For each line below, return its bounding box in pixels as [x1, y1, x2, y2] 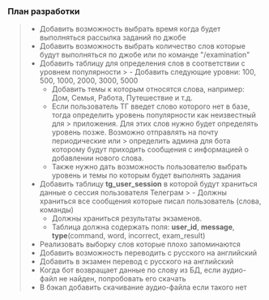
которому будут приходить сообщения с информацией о [51, 144, 249, 155]
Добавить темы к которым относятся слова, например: [51, 84, 245, 94]
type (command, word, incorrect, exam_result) [51, 231, 206, 241]
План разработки [7, 6, 80, 17]
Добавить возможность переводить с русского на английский [39, 248, 258, 258]
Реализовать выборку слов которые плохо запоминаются [39, 239, 241, 249]
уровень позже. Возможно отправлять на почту [51, 127, 219, 137]
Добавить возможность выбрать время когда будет [39, 24, 221, 34]
